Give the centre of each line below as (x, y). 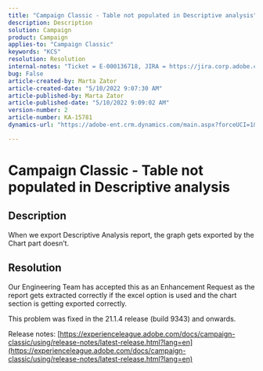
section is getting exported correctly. (68, 304)
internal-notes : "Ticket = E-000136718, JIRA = (87, 67)
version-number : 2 (38, 111)
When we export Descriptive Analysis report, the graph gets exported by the (131, 235)
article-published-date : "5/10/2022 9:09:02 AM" (89, 103)
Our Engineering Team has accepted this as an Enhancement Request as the (131, 286)
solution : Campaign (40, 30)
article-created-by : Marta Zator (63, 81)
